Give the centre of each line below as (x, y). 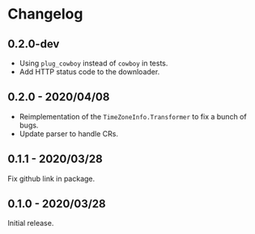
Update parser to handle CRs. (69, 133)
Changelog (45, 14)
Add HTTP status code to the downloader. (89, 72)
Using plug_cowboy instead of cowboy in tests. (93, 63)
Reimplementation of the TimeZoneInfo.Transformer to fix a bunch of (133, 116)
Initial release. (31, 224)
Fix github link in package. (51, 178)
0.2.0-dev (34, 44)
